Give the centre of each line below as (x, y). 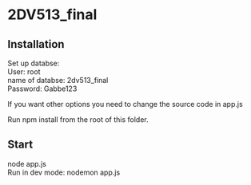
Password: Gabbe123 (42, 89)
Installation (36, 44)
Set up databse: (34, 63)
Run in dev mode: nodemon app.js (64, 172)
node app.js (27, 163)
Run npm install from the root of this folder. (78, 120)
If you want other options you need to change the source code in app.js (125, 104)
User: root (24, 72)
